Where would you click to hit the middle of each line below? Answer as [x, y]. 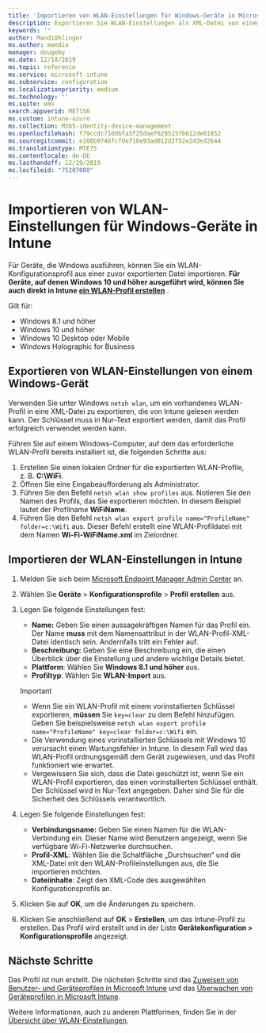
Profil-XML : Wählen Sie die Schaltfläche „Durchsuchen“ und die [136, 855]
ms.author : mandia [38, 45]
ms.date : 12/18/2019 [42, 60]
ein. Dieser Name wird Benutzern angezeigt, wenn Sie [160, 838]
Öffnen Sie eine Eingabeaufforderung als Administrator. [110, 484]
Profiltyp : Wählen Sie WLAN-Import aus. [99, 675]
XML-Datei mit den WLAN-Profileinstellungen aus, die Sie [125, 863]
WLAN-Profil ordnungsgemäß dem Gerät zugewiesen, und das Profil [143, 756]
